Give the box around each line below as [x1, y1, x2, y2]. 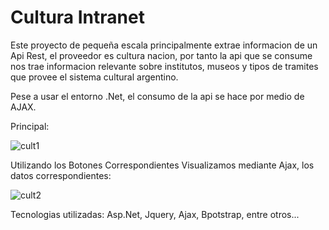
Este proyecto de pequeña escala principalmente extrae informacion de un [10, 39, 318, 51]
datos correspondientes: [10, 169, 112, 181]
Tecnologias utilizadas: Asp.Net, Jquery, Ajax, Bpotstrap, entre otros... [10, 208, 300, 220]
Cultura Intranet [10, 6, 145, 29]
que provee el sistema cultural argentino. [10, 71, 179, 83]
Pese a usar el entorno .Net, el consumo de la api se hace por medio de [10, 90, 305, 102]
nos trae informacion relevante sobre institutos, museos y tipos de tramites [10, 60, 319, 72]
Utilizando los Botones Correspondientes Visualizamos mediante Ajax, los [10, 159, 315, 171]
